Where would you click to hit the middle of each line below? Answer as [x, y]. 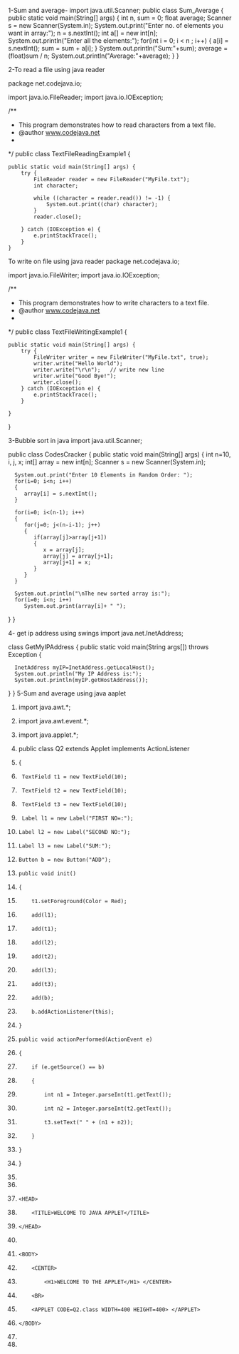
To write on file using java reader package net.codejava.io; [94, 261]
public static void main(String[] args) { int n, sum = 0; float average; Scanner [120, 18]
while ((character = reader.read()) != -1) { [102, 198]
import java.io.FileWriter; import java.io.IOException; [84, 275]
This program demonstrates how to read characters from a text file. [117, 125]
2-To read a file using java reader [57, 70]
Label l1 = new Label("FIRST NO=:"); [78, 818]
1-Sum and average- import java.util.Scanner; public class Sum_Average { [116, 10]
